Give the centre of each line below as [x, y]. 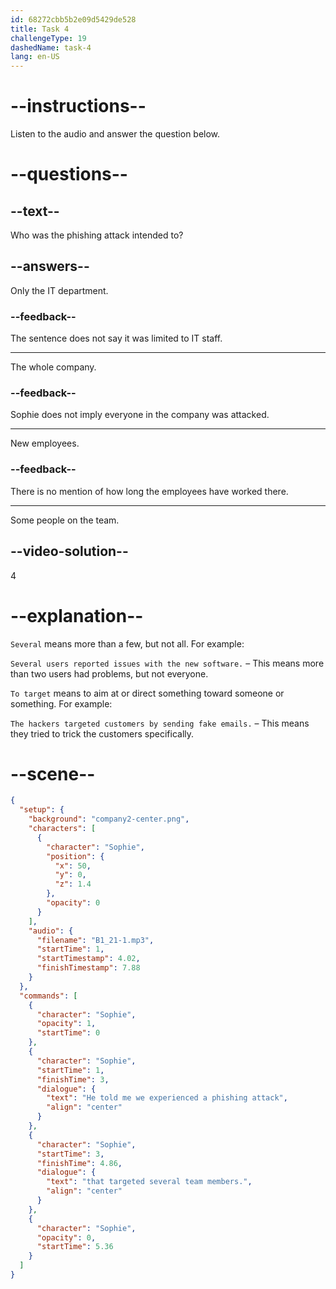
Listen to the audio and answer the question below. [115, 134]
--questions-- [69, 174]
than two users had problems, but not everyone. [109, 673]
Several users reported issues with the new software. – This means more [167, 663]
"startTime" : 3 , [70, 1154]
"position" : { [75, 856]
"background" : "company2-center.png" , [109, 819]
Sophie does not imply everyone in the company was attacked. [140, 415]
